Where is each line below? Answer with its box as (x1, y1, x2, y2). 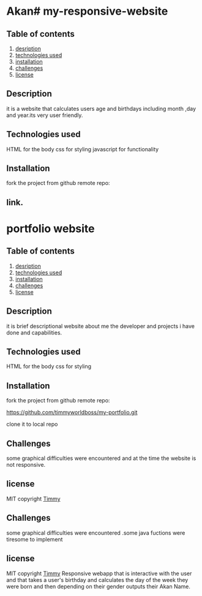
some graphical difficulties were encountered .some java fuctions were (6, 529, 185, 537)
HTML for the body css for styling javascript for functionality (6, 145, 159, 153)
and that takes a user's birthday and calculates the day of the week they (6, 576, 189, 583)
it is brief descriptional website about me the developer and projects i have (6, 322, 195, 330)
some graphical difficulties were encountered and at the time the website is (6, 455, 196, 462)
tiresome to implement (6, 535, 63, 543)
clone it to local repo (6, 421, 58, 428)
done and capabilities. (6, 329, 62, 336)
